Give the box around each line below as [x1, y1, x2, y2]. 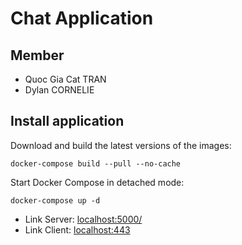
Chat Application [10, 7, 154, 30]
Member [10, 47, 65, 64]
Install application [10, 113, 125, 130]
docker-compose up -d [10, 195, 101, 206]
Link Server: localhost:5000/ [24, 213, 143, 225]
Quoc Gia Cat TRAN [24, 73, 107, 85]
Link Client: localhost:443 [24, 223, 131, 236]
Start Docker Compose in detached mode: [10, 176, 185, 188]
